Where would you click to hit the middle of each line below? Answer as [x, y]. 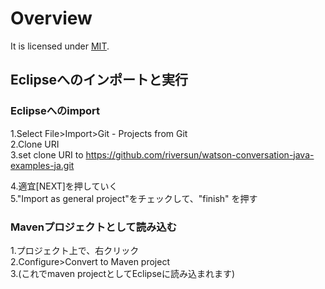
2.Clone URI [35, 144]
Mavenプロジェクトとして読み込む [94, 227]
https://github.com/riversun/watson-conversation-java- [200, 154]
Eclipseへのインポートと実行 [99, 80]
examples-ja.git [42, 165]
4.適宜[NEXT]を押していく [64, 186]
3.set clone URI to [47, 154]
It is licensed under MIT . [60, 46]
